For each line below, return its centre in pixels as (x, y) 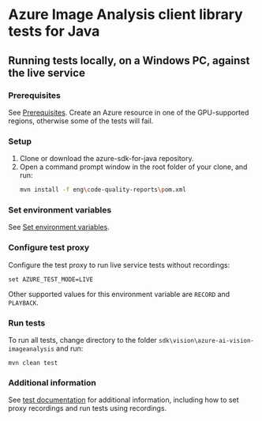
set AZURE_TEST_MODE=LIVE (51, 279)
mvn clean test (33, 363)
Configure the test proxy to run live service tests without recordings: (119, 265)
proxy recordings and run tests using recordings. (88, 408)
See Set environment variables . (59, 227)
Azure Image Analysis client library (125, 15)
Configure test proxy (49, 248)
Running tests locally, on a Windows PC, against (129, 60)
